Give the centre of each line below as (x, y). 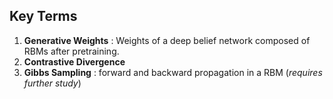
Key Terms (43, 16)
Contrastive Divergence (74, 61)
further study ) (52, 83)
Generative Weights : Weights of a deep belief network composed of (167, 40)
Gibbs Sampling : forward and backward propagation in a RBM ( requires (173, 72)
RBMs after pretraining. (71, 51)
